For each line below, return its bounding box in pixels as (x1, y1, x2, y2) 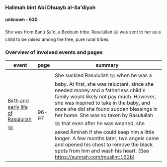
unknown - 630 (5, 16, 38, 22)
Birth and (7, 97, 29, 104)
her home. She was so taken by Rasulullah (54, 112, 153, 119)
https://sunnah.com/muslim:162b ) (54, 154, 135, 161)
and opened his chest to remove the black (54, 141, 153, 148)
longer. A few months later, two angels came (54, 135, 159, 142)
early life (7, 104, 28, 111)
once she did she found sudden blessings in (54, 106, 158, 113)
